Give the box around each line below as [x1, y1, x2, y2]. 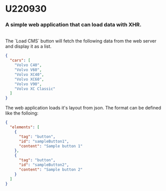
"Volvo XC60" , [14, 77, 44, 82]
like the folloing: [5, 110, 39, 117]
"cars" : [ [10, 58, 30, 63]
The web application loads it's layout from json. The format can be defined [5, 105, 161, 111]
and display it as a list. [5, 44, 52, 50]
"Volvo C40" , [14, 63, 42, 68]
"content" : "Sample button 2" [18, 167, 83, 172]
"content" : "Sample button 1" [18, 143, 83, 148]
